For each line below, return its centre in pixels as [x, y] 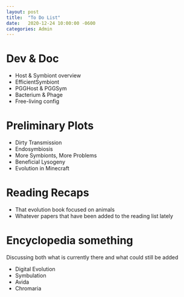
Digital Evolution [35, 269]
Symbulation [30, 275]
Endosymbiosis [34, 149]
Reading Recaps [48, 193]
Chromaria [28, 288]
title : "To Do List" [33, 18]
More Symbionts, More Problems [56, 156]
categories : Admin [29, 29]
